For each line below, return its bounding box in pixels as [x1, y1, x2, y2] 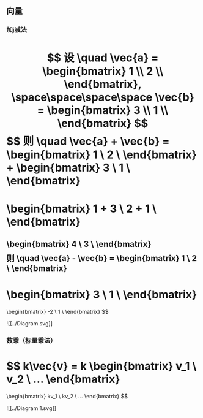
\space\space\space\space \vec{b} [11, 90, 194, 104]
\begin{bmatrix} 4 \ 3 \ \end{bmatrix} [6, 239, 152, 249]
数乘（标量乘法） [6, 336, 57, 344]
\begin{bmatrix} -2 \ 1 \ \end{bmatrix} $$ [6, 308, 109, 316]
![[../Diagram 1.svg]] [6, 404, 57, 412]
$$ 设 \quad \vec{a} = [46, 51, 159, 64]
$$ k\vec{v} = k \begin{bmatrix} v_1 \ [6, 359, 197, 373]
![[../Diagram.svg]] [6, 320, 53, 327]
